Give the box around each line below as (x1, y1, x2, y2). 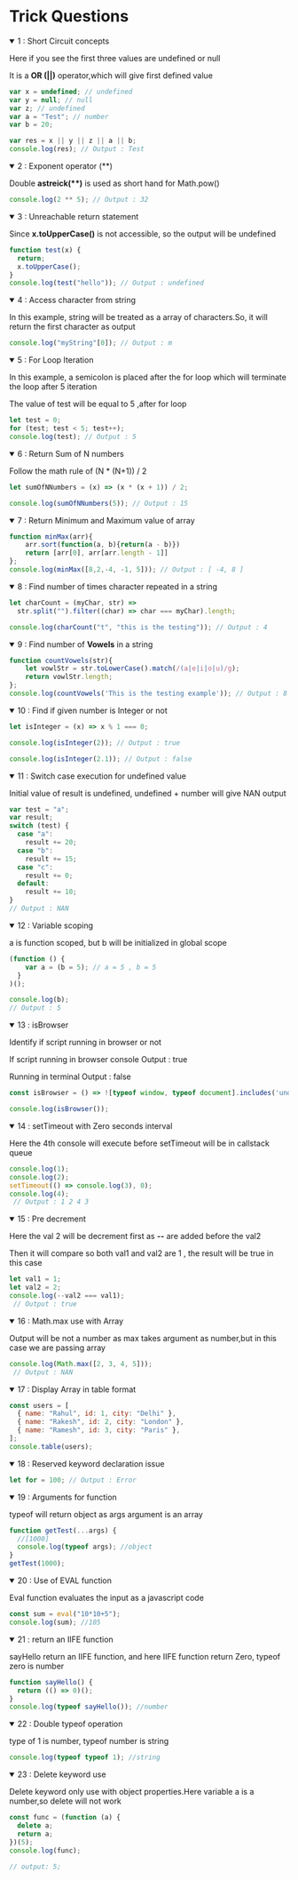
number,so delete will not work (9, 1796, 122, 1806)
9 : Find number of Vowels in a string (17, 638, 153, 650)
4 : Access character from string (17, 295, 136, 306)
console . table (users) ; (9, 1442, 93, 1451)
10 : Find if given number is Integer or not (17, 705, 169, 716)
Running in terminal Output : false (9, 1071, 131, 1082)
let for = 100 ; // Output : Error (9, 1476, 137, 1484)
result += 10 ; (25, 887, 77, 897)
